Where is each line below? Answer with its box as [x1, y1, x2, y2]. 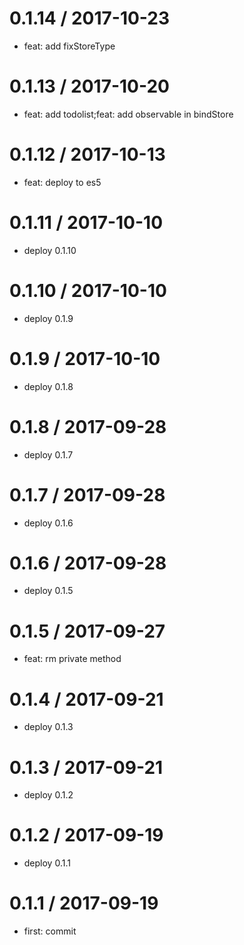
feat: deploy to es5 [23, 176, 102, 188]
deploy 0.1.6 [23, 517, 74, 529]
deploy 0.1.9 [23, 312, 74, 324]
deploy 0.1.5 [23, 585, 74, 597]
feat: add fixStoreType [23, 40, 116, 52]
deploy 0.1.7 [23, 448, 74, 461]
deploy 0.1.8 [23, 380, 74, 392]
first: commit [23, 925, 77, 937]
